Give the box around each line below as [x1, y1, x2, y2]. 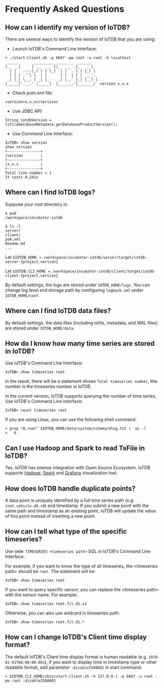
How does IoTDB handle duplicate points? [5, 484, 135, 492]
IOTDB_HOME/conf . [5, 292, 40, 298]
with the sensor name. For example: [5, 592, 78, 598]
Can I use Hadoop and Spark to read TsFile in [5, 444, 145, 452]
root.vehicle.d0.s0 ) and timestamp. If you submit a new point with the [5, 503, 149, 509]
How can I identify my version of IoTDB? [5, 23, 130, 32]
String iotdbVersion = [5, 118, 52, 122]
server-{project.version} [5, 259, 58, 264]
